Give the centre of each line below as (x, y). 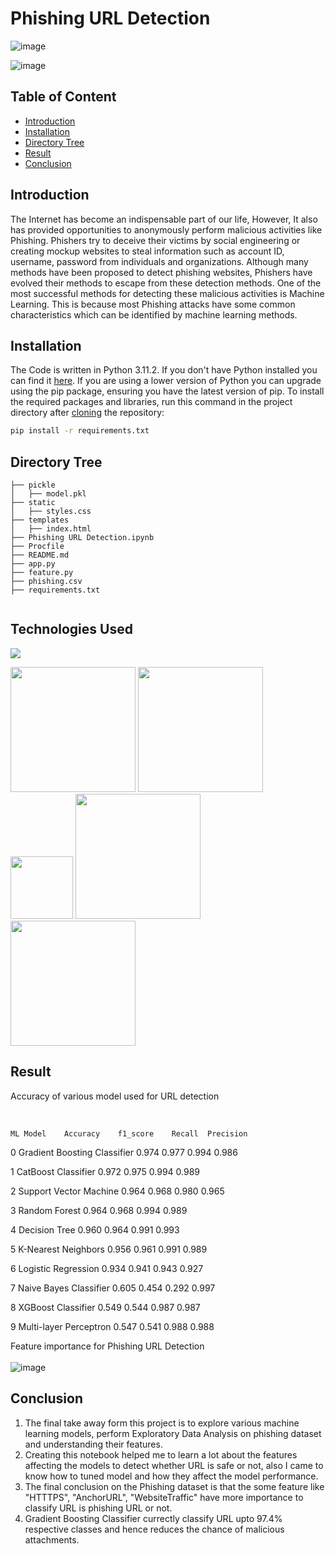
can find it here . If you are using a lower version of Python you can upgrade (166, 381)
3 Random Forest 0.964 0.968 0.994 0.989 (99, 1210)
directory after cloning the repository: (87, 413)
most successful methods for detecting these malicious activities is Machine (167, 293)
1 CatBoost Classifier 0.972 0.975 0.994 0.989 (105, 1171)
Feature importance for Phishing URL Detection (107, 1346)
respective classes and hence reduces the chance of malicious (154, 1529)
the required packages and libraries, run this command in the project (151, 402)
